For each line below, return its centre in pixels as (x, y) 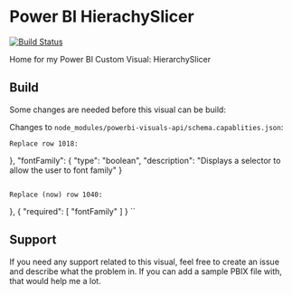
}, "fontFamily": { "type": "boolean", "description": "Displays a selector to (145, 160)
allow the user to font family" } (66, 170)
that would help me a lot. (55, 281)
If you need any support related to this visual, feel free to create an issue (145, 262)
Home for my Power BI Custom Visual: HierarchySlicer (110, 59)
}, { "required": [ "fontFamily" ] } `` (72, 211)
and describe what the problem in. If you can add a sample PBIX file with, (146, 271)
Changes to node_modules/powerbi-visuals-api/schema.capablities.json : (146, 127)
